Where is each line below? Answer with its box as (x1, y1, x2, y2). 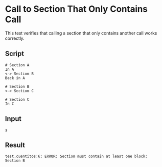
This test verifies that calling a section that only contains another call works (5, 30, 158, 36)
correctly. (5, 35, 24, 41)
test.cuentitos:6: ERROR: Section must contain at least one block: (5, 154, 148, 159)
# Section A (5, 62, 29, 67)
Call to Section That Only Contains (5, 3, 148, 15)
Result (5, 141, 25, 149)
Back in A (5, 75, 25, 81)
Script (5, 50, 24, 58)
